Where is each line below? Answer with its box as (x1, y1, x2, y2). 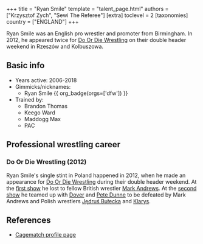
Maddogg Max (24, 115, 61, 122)
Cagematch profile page (15, 231, 76, 239)
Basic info (6, 60, 45, 71)
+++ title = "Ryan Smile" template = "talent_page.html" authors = (6, 5, 169, 12)
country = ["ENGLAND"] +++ (6, 18, 79, 25)
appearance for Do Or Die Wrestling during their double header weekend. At (6, 178, 197, 185)
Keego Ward (24, 109, 56, 116)
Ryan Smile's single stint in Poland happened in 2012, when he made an (6, 172, 186, 179)
